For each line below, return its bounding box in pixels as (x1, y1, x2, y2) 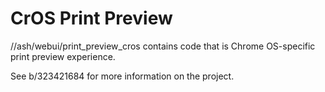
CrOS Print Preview (10, 7, 173, 30)
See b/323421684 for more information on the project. (10, 70, 235, 82)
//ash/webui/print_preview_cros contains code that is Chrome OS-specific (10, 40, 316, 52)
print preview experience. (10, 50, 116, 62)
